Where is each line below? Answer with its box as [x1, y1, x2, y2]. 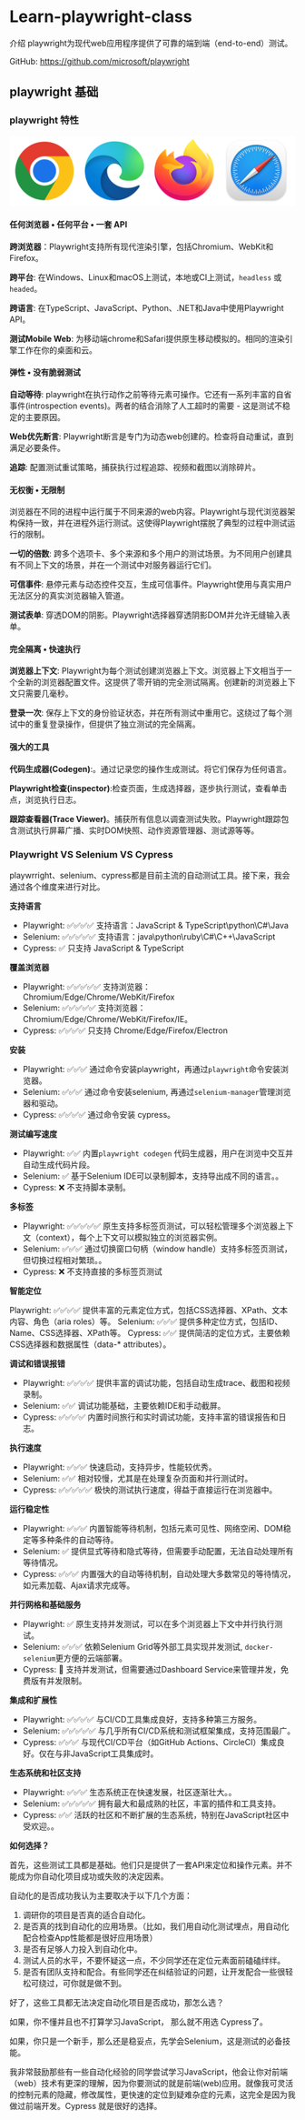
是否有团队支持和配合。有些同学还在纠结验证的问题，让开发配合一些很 [22, 1966, 286, 1977]
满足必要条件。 [9, 443, 65, 454]
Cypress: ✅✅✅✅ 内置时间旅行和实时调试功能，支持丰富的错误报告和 [22, 1412, 279, 1422]
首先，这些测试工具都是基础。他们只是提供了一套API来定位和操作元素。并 [9, 1859, 285, 1870]
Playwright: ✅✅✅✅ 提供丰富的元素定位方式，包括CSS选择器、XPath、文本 [9, 1304, 289, 1315]
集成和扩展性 [9, 1694, 57, 1705]
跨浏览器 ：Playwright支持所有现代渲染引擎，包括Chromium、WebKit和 [9, 241, 274, 252]
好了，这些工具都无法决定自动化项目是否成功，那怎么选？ [9, 1996, 224, 2007]
